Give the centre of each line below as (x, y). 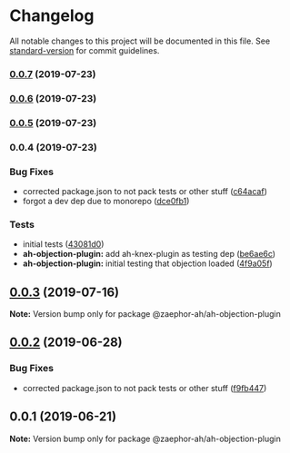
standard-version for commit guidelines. (85, 50)
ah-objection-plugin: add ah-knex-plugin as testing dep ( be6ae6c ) (149, 254)
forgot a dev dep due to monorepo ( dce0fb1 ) (106, 201)
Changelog (52, 16)
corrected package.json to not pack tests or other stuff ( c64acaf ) (145, 191)
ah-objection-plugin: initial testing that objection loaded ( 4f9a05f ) (147, 263)
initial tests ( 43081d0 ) (63, 244)
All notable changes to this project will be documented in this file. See (140, 41)
